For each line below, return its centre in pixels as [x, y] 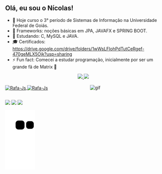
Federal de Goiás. [30, 25]
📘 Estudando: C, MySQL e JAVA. [45, 36]
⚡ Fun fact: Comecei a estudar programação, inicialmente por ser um [83, 60]
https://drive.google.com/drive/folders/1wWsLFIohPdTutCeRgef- [78, 49]
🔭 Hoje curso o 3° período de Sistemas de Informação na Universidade [84, 20]
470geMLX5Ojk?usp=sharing [42, 54]
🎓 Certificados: [29, 41]
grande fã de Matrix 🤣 [34, 67]
